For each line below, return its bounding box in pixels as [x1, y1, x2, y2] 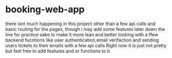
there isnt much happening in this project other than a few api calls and [5, 21, 156, 27]
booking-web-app [5, 4, 85, 15]
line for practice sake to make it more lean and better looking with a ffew [5, 31, 158, 37]
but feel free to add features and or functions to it [5, 48, 110, 54]
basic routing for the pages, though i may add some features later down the [5, 26, 165, 32]
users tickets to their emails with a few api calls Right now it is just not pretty [5, 42, 167, 48]
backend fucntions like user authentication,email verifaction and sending [5, 37, 159, 43]
